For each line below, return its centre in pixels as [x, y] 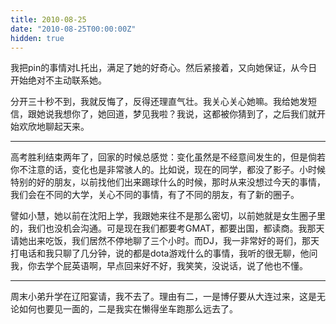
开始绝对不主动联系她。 [58, 80]
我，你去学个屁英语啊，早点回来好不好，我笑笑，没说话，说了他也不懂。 [159, 266]
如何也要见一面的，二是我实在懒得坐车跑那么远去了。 [128, 309]
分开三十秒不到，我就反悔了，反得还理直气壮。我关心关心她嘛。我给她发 [159, 102]
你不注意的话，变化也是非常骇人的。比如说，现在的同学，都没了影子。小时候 [168, 170]
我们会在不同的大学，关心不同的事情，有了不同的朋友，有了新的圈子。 [155, 195]
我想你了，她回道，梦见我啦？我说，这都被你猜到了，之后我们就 [185, 114]
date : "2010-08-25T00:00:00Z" [73, 29]
